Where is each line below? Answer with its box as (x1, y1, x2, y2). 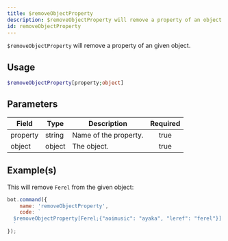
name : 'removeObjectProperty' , (19, 203, 109, 210)
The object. (72, 141, 109, 151)
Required (150, 118, 181, 128)
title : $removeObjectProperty (7, 10, 94, 17)
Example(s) (7, 165, 57, 177)
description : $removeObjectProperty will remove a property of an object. (7, 16, 225, 23)
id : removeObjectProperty (7, 23, 81, 29)
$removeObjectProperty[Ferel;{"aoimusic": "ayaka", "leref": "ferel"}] (13, 215, 223, 223)
